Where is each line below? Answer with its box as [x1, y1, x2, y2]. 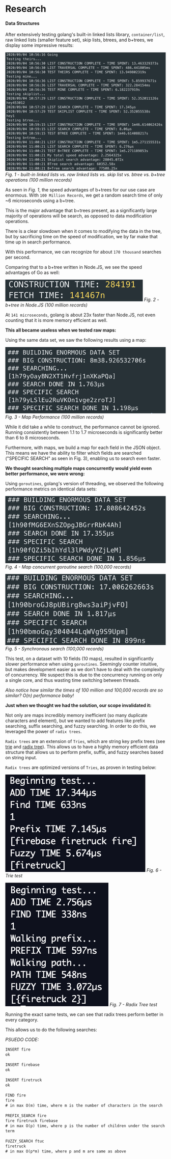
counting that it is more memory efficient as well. [5, 317, 108, 323]
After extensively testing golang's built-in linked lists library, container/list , [5, 32, 165, 38]
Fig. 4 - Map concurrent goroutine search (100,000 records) [5, 564, 131, 570]
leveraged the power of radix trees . [5, 729, 82, 735]
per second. [5, 254, 31, 260]
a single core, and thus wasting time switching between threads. [5, 677, 140, 683]
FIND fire [5, 1093, 26, 1098]
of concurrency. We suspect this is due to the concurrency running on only [5, 672, 163, 678]
